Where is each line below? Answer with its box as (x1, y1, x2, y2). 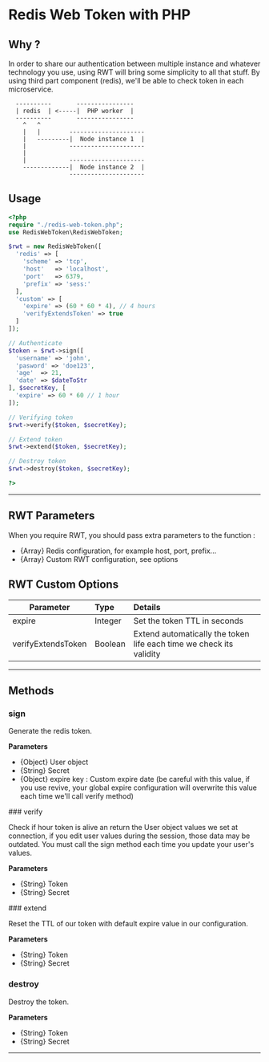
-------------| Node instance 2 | (22, 163, 146, 171)
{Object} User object (19, 757, 89, 767)
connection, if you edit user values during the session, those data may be (8, 831, 251, 840)
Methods (8, 684, 54, 698)
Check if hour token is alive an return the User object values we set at (8, 823, 239, 832)
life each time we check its (133, 638, 234, 649)
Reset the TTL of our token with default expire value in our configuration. (8, 919, 248, 929)
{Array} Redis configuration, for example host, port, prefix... (19, 546, 217, 555)
